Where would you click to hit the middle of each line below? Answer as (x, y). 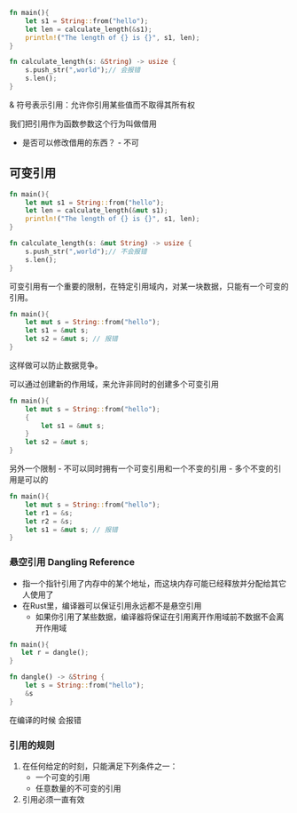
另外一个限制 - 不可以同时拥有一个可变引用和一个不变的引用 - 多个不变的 (141, 469)
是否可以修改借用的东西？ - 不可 (81, 142)
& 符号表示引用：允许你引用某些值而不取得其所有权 (102, 104)
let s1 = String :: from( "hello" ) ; (87, 21)
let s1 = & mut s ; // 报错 (71, 530)
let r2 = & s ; (49, 521)
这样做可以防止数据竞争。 (56, 365)
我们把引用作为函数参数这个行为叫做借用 (83, 124)
